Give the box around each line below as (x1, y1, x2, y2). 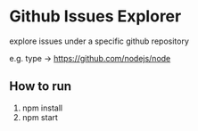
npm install (21, 102, 63, 113)
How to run (9, 78, 72, 94)
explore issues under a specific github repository (9, 36, 189, 46)
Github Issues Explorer (9, 6, 182, 27)
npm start (21, 111, 58, 122)
